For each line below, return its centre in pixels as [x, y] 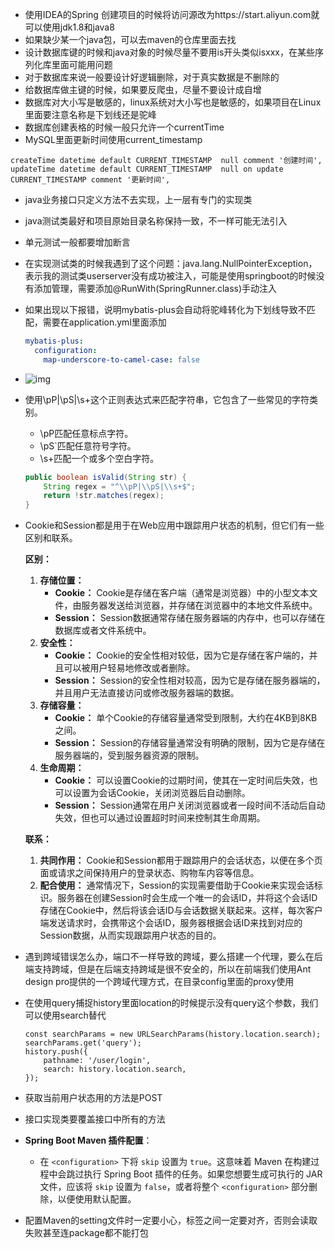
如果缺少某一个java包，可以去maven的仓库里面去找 [130, 39]
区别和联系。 [51, 538]
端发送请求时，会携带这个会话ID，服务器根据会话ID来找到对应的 [171, 923]
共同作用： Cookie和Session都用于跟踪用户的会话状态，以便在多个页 [181, 860]
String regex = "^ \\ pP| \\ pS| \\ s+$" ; [119, 486]
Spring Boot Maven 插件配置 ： [88, 1140]
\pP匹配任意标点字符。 [86, 433]
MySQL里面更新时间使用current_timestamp [113, 139]
